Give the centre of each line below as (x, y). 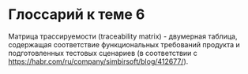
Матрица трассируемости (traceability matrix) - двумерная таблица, (123, 36)
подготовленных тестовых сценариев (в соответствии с (103, 53)
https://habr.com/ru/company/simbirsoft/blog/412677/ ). (98, 61)
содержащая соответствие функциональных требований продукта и (124, 44)
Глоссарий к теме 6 (77, 15)
